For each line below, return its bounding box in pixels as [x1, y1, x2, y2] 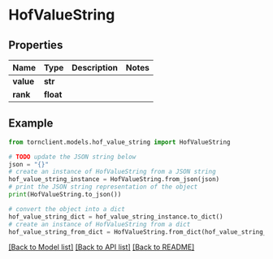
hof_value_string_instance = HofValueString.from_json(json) [8, 175, 220, 183]
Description [71, 63, 118, 73]
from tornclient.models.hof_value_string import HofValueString [8, 138, 231, 146]
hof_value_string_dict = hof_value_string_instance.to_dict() [8, 213, 223, 221]
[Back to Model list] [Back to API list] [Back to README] [8, 242, 195, 253]
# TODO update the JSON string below [8, 153, 136, 161]
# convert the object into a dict [8, 205, 126, 213]
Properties [8, 38, 63, 52]
